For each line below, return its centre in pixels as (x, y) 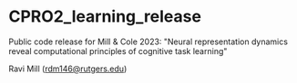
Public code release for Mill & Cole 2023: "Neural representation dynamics (148, 41)
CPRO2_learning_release (105, 17)
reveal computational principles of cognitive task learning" (118, 51)
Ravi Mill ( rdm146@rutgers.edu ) (68, 69)
